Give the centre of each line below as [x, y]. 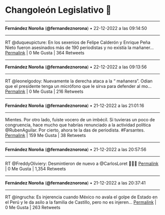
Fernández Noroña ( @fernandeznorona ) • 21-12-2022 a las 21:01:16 [75, 106]
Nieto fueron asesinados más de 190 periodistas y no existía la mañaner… [79, 47]
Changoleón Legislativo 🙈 [58, 10]
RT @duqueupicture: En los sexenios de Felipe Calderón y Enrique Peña [78, 42]
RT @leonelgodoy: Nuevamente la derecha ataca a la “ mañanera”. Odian [79, 81]
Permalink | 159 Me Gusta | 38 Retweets [45, 135]
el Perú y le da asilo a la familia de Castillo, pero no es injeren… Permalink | [81, 202]
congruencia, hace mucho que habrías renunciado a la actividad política [78, 125]
